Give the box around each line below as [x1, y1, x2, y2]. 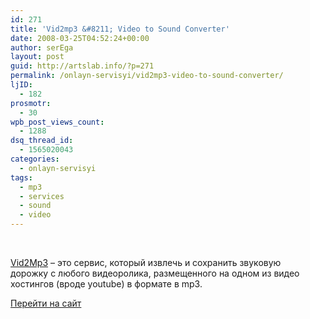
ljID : [10, 80, 33, 90]
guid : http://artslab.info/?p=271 [10, 61, 155, 71]
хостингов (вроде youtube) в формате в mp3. [10, 278, 203, 290]
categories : [10, 154, 60, 164]
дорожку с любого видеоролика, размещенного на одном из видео [10, 267, 300, 279]
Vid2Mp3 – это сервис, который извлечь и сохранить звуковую [10, 257, 282, 268]
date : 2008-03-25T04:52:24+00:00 [10, 33, 150, 43]
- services [19, 191, 65, 201]
